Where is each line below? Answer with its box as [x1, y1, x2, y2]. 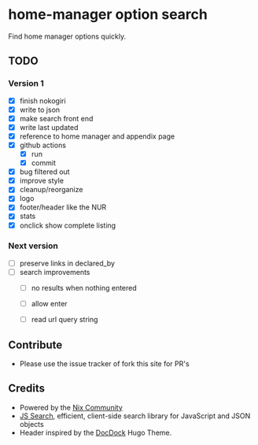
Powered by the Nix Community [19, 402, 123, 412]
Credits [8, 382, 46, 395]
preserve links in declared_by [19, 258, 116, 268]
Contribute [8, 338, 63, 351]
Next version [8, 240, 59, 251]
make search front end [19, 113, 94, 123]
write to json [19, 105, 61, 114]
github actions [19, 140, 67, 150]
